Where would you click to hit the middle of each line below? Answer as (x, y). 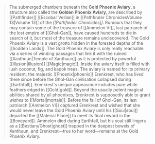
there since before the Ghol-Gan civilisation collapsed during (70, 79)
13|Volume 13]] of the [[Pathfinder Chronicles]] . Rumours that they (75, 22)
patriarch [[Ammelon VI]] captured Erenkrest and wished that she (75, 105)
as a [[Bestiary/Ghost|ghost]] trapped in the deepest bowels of (72, 126)
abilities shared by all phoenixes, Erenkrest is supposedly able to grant (79, 95)
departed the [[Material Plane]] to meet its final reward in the (70, 116)
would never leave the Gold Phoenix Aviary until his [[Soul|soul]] (73, 110)
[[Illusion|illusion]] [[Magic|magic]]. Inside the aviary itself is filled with (79, 64)
